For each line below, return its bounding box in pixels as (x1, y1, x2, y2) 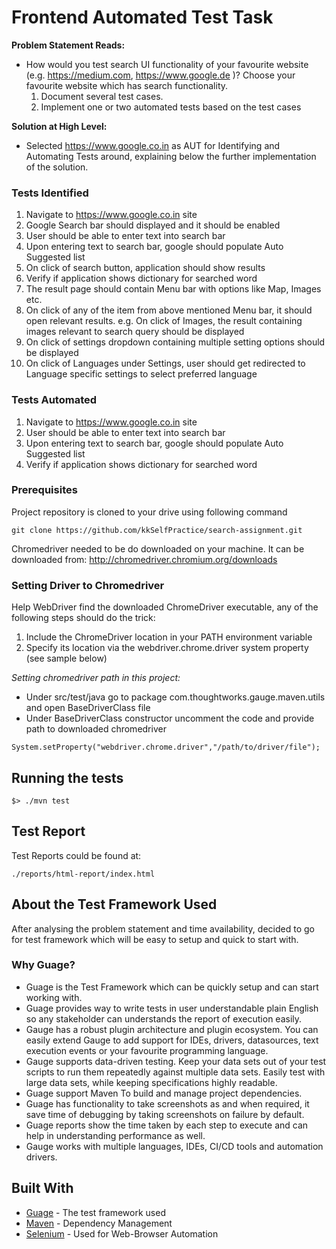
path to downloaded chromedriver (25, 723, 167, 735)
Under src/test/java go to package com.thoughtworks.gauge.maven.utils (25, 691, 326, 703)
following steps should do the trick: (11, 612, 156, 624)
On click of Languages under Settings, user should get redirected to (25, 357, 306, 370)
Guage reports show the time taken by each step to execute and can (25, 1119, 309, 1131)
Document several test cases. (40, 90, 164, 102)
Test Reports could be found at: (11, 849, 142, 861)
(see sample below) (25, 652, 108, 665)
